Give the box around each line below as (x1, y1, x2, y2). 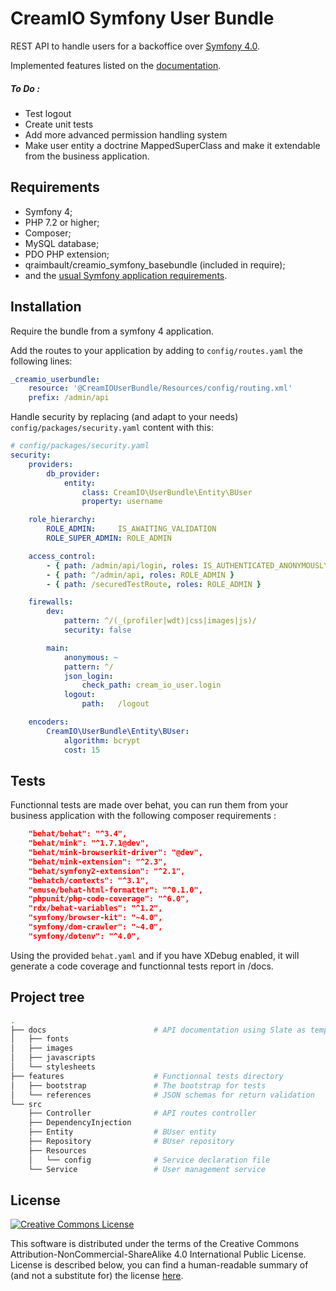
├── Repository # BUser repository (28, 1137, 235, 1147)
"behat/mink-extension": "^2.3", (28, 857, 168, 867)
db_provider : (46, 468, 101, 479)
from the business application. (24, 150, 150, 162)
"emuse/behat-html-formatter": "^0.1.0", (28, 885, 203, 895)
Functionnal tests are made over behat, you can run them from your (10, 799, 289, 811)
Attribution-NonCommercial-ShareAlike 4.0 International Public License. (10, 1248, 307, 1261)
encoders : (28, 717, 70, 727)
